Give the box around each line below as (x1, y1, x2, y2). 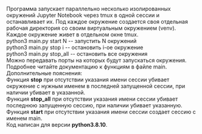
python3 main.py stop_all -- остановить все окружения (6, 50, 148, 57)
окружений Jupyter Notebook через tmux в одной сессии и (6, 12, 160, 19)
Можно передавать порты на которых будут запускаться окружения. (6, 57, 187, 64)
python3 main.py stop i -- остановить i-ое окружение (6, 44, 144, 51)
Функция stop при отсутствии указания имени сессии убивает (6, 76, 170, 83)
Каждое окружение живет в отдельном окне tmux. (6, 31, 139, 38)
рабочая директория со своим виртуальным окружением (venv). (6, 24, 176, 32)
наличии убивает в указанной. (6, 89, 85, 96)
